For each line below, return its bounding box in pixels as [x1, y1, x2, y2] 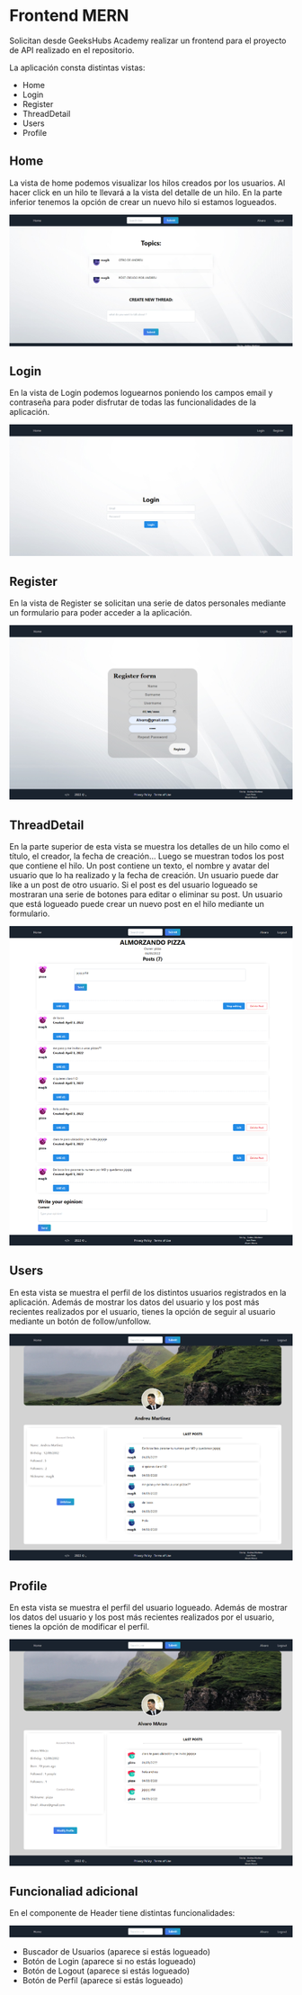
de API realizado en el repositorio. [9, 44, 135, 55]
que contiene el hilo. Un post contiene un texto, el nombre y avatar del [9, 860, 270, 871]
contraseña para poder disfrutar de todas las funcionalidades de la [9, 397, 257, 408]
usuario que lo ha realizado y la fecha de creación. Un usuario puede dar [9, 870, 280, 881]
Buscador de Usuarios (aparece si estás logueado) [22, 1946, 211, 1957]
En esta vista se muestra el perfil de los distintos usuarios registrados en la [9, 1287, 287, 1298]
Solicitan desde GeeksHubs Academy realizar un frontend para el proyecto [9, 35, 287, 46]
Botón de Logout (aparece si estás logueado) [22, 1965, 191, 1976]
